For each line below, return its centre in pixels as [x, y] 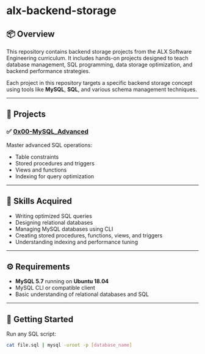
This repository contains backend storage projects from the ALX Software [99, 52]
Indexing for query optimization [55, 176]
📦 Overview [31, 34]
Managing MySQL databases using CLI [64, 229]
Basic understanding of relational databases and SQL [82, 294]
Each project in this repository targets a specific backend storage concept [99, 83]
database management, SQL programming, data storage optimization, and [99, 64]
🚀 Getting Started [40, 319]
